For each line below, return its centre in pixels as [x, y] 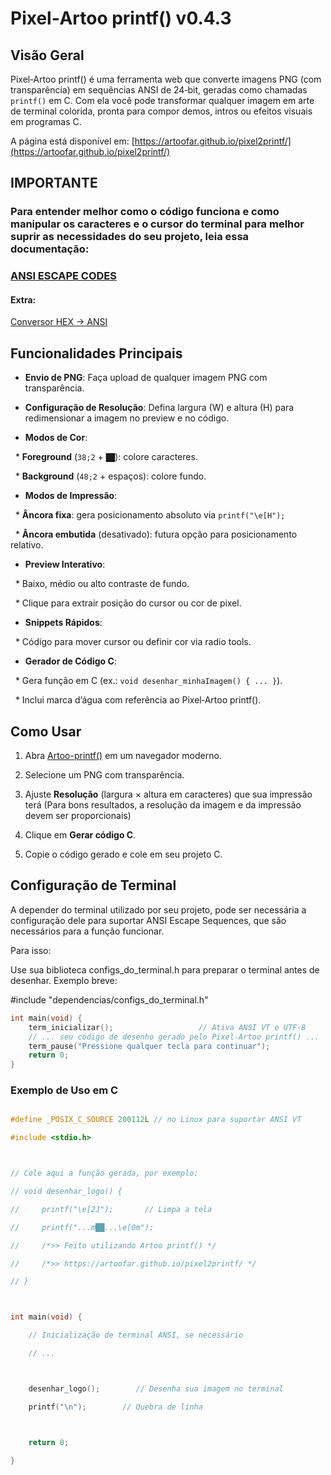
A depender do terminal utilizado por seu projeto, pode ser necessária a [158, 909]
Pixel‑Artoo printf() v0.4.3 [121, 18]
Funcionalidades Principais [96, 353]
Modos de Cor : [56, 438]
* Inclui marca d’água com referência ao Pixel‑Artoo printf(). [138, 700]
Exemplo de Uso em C [64, 1090]
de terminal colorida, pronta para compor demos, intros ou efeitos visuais [161, 111]
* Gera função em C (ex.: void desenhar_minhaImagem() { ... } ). [148, 681]
